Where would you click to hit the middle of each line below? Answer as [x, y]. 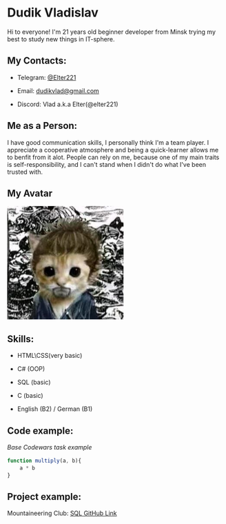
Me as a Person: [42, 126]
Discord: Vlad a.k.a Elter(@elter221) [68, 104]
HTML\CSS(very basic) [50, 356]
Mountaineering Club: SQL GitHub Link [62, 513]
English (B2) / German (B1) [55, 409]
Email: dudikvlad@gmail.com [58, 90]
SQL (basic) [34, 382]
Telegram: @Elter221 [47, 77]
